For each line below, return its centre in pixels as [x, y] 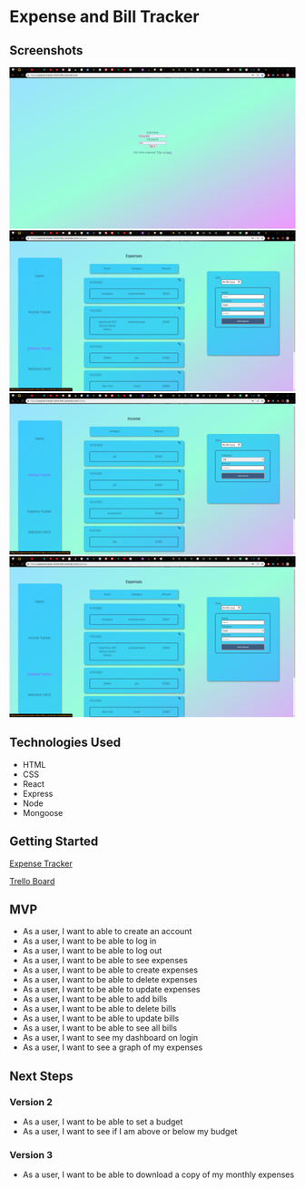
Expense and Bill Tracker [104, 17]
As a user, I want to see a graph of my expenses [113, 1047]
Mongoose [43, 812]
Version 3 [31, 1155]
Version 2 [31, 1102]
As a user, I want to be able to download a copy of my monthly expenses [158, 1174]
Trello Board [32, 881]
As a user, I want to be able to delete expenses [110, 980]
